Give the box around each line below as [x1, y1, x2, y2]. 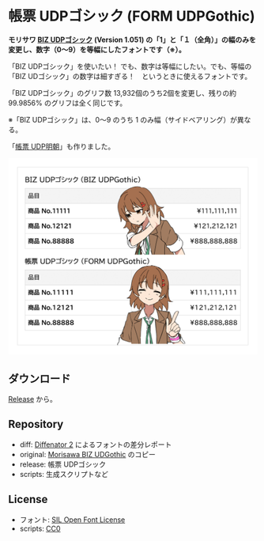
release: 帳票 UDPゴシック [19, 460, 107, 469]
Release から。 [8, 394, 58, 403]
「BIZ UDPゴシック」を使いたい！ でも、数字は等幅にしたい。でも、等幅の [8, 61, 252, 71]
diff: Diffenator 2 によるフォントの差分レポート [19, 440, 172, 449]
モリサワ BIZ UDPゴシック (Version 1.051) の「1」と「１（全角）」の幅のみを [8, 35, 257, 44]
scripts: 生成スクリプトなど [19, 469, 109, 479]
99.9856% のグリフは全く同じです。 [8, 98, 127, 108]
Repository [8, 418, 64, 431]
